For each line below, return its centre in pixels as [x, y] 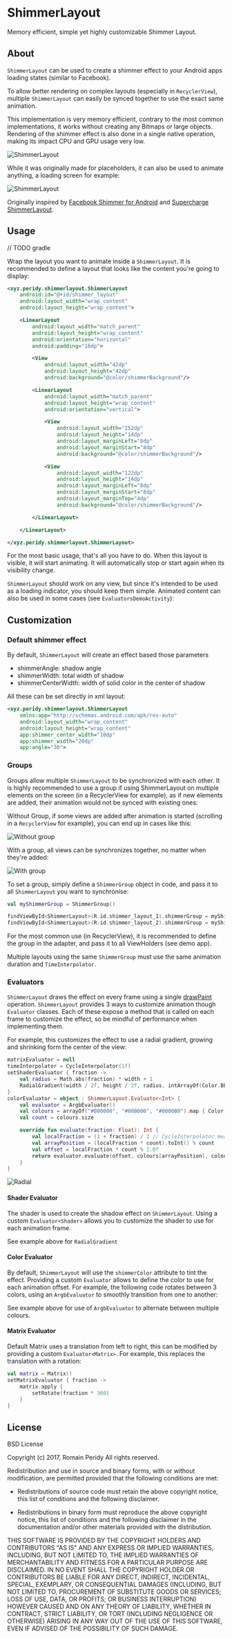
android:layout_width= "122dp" [100, 473]
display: [18, 276]
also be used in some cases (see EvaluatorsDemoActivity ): [91, 599]
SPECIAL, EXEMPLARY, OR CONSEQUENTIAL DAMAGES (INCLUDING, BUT [115, 1585]
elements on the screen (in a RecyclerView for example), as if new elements [115, 795]
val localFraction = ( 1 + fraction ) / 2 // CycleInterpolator [123, 1137]
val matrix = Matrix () [40, 1373]
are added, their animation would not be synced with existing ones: [103, 802]
